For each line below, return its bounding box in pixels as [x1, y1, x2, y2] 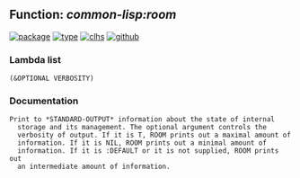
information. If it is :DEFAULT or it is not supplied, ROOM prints [17, 147, 279, 156]
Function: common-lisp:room [9, 7, 177, 22]
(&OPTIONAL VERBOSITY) [9, 74, 94, 84]
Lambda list [9, 53, 61, 66]
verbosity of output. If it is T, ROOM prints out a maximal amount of [17, 130, 292, 140]
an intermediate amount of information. [17, 162, 171, 172]
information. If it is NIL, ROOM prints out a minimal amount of [17, 138, 268, 147]
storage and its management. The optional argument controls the [17, 123, 268, 132]
